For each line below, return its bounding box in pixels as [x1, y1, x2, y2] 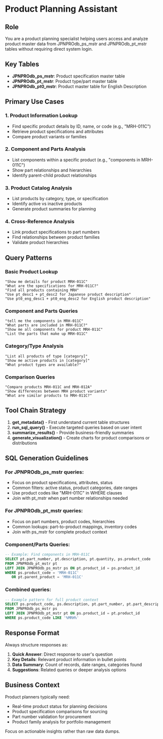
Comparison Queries [5, 374, 55, 380]
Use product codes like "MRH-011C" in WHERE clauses [12, 490, 122, 496]
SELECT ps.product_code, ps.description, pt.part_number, [5, 602, 125, 607]
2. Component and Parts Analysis [5, 146, 86, 152]
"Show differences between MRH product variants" [5, 389, 108, 394]
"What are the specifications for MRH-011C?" [5, 284, 98, 288]
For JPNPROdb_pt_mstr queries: [5, 508, 83, 514]
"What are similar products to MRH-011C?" [5, 393, 92, 398]
